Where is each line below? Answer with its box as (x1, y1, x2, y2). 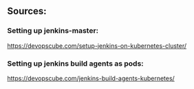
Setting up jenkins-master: (7, 26, 99, 36)
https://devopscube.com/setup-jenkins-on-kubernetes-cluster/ (7, 41, 187, 50)
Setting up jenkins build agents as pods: (7, 58, 144, 68)
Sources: (7, 5, 47, 17)
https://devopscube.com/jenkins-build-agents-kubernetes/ (7, 74, 175, 82)
